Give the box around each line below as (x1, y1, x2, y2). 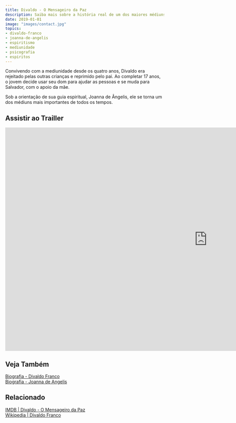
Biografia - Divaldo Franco (5, 374, 60, 379)
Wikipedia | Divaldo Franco (5, 412, 62, 418)
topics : (5, 26, 22, 31)
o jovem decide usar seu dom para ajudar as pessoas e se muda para (5, 79, 150, 85)
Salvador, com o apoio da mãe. (5, 84, 70, 90)
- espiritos (5, 54, 30, 59)
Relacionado (5, 393, 45, 402)
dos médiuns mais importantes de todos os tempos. (5, 99, 113, 105)
